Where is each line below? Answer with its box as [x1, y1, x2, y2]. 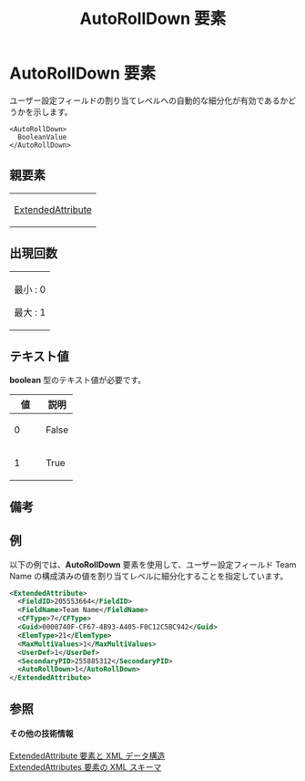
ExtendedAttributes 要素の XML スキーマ [9, 761, 162, 772]
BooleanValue [17, 132, 67, 141]
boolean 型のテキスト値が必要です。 [9, 375, 147, 386]
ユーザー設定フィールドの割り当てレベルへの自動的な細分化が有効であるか [9, 95, 289, 106]
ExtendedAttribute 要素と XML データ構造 [9, 750, 166, 761]
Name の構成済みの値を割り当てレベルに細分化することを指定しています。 [9, 570, 289, 581]
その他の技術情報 [9, 728, 74, 739]
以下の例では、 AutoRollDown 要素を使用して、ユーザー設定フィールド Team [9, 558, 297, 570]
